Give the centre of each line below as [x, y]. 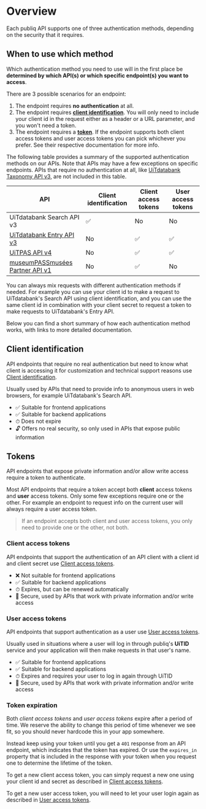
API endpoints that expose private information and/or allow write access [97, 471]
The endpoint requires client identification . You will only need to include [107, 112]
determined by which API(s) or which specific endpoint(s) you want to [97, 75]
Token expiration [32, 705]
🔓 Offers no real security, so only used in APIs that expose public [98, 428]
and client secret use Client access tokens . [61, 563]
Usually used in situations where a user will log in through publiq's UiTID [98, 643]
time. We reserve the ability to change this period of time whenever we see [101, 725]
